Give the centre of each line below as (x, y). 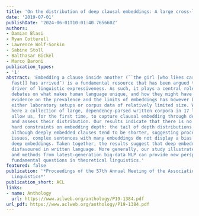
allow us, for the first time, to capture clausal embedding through (99, 116)
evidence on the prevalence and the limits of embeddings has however (100, 99)
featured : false (26, 166)
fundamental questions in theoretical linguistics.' (78, 160)
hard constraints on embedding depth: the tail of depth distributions (102, 127)
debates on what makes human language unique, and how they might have (102, 94)
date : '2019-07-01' (30, 17)
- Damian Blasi (25, 34)
